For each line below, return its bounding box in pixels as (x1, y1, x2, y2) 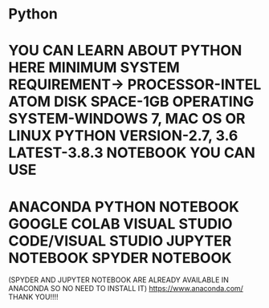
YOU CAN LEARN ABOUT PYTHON (8, 42, 243, 60)
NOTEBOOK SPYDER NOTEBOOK (8, 249, 232, 267)
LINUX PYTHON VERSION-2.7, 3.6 (8, 127, 238, 145)
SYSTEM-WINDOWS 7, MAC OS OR (8, 110, 246, 128)
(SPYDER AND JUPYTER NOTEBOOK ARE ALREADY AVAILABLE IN (8, 275, 229, 285)
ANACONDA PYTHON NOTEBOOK (8, 197, 239, 216)
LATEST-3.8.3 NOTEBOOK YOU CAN (8, 144, 255, 162)
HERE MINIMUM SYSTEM (8, 59, 181, 77)
